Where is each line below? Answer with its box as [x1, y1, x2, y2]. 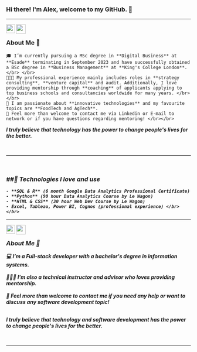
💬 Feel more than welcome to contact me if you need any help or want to [6, 292, 186, 299]
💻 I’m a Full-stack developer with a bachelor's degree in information [6, 253, 178, 260]
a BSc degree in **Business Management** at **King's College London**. [6, 64, 188, 70]
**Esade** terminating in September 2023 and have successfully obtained [6, 59, 191, 65]
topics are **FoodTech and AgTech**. [6, 105, 98, 111]
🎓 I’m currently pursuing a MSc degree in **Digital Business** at [6, 53, 177, 59]
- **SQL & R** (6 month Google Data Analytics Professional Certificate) [6, 188, 191, 194]
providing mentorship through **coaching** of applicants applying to [6, 85, 182, 91]
